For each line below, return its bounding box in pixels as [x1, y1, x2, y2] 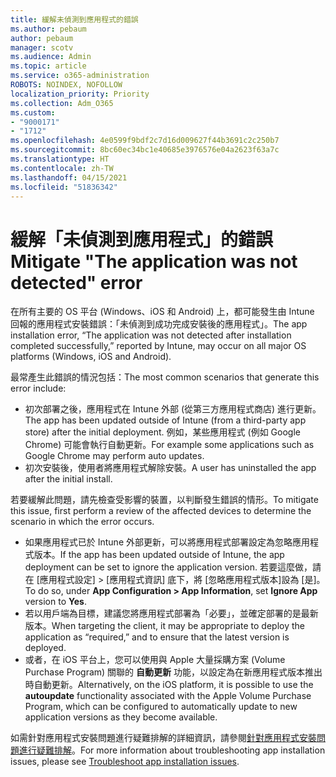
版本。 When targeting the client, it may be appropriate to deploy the [24, 620, 305, 632]
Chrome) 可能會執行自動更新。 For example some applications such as [24, 439, 315, 451]
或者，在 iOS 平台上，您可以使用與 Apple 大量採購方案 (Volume [24, 654, 286, 666]
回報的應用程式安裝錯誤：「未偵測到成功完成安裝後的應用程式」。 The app [10, 318, 308, 330]
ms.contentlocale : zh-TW [10, 163, 114, 173]
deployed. [24, 642, 67, 654]
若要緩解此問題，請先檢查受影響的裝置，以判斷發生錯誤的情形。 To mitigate [10, 494, 319, 506]
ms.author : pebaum [10, 24, 87, 34]
